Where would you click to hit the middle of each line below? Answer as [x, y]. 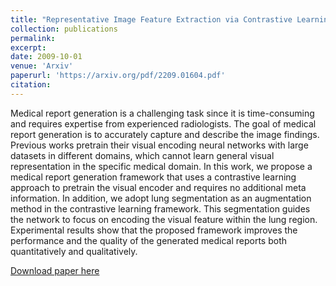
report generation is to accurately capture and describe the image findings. [165, 134]
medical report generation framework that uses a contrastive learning [153, 177]
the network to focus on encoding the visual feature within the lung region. [164, 219]
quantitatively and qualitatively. [74, 251]
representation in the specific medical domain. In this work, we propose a [161, 166]
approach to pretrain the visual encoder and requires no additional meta [158, 187]
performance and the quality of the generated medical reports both [148, 240]
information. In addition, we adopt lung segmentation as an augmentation [161, 198]
